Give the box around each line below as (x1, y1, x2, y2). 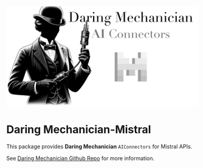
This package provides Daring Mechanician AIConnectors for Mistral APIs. (6, 142, 193, 150)
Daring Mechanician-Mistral (6, 122, 151, 136)
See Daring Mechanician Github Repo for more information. (6, 155, 155, 162)
